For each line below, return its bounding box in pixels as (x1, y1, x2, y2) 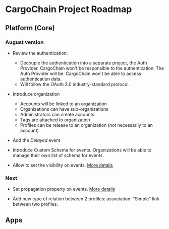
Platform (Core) (5, 24, 55, 32)
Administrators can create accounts (20, 111, 95, 117)
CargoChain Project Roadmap (5, 4, 132, 15)
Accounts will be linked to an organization (20, 101, 107, 107)
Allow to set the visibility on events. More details (12, 162, 113, 168)
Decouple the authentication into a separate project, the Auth (20, 59, 147, 66)
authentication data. (20, 75, 62, 82)
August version (5, 39, 44, 46)
